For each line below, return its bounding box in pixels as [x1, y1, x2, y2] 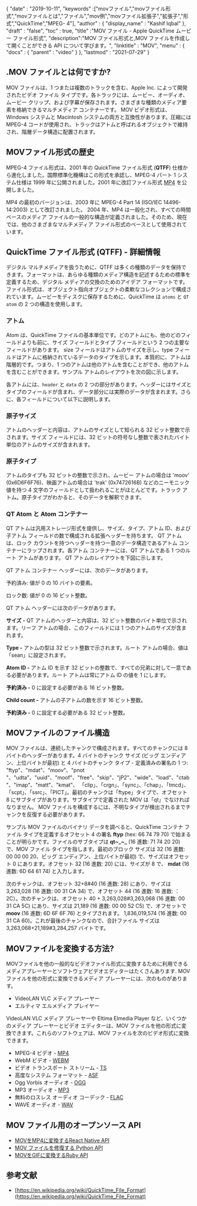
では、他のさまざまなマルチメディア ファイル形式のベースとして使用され [6, 221, 182, 228]
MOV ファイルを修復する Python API [14, 1144, 103, 1152]
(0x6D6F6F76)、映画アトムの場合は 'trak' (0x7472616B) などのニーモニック [6, 479, 190, 486]
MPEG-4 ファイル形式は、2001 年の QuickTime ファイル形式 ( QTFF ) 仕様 [6, 164, 183, 171]
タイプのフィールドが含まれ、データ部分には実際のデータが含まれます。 [6, 388, 181, 395]
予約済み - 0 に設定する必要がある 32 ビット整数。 [6, 709, 128, 716]
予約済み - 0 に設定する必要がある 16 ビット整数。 [6, 684, 128, 691]
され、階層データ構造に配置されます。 [6, 128, 99, 135]
